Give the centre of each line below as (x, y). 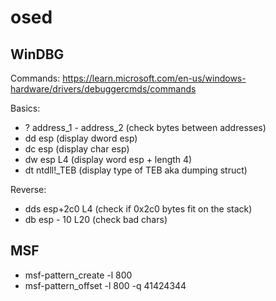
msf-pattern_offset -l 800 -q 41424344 (105, 285)
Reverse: (28, 189)
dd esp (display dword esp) (81, 138)
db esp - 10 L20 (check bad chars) (96, 219)
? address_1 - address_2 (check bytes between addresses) (145, 127)
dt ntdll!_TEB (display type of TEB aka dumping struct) (136, 170)
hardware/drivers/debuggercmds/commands (103, 89)
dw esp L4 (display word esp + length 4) (108, 159)
